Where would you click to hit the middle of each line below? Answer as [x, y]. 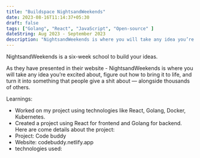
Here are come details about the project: [65, 130]
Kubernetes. [30, 117]
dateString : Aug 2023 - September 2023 [56, 34]
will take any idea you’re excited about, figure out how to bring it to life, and [99, 75]
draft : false [22, 23]
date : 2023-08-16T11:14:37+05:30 [48, 17]
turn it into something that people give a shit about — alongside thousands [98, 81]
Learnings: [19, 99]
